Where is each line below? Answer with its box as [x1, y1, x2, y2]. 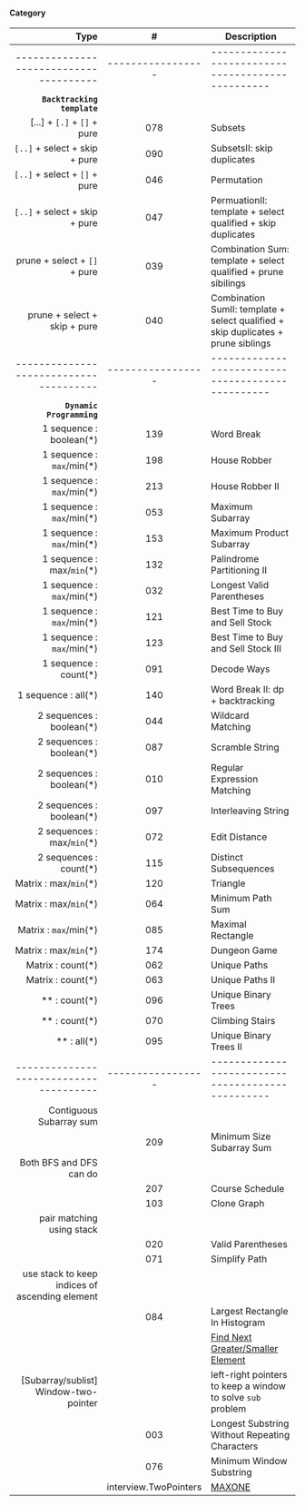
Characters [210, 1440, 259, 1452]
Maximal [210, 918, 247, 930]
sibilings [210, 277, 247, 290]
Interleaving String [210, 804, 290, 817]
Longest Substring [210, 1417, 290, 1430]
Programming [46, 409, 98, 420]
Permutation [210, 173, 263, 186]
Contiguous [48, 1104, 98, 1116]
